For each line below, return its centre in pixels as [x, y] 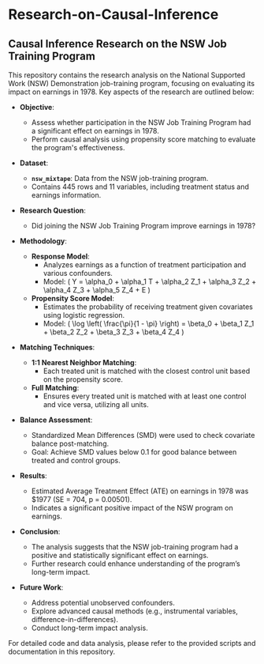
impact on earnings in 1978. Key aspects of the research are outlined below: [131, 92]
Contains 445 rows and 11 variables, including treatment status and [140, 187]
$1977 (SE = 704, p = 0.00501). [82, 499]
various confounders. [78, 273]
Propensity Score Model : [73, 298]
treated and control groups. [76, 460]
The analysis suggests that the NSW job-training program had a [135, 547]
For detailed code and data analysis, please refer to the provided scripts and [132, 643]
